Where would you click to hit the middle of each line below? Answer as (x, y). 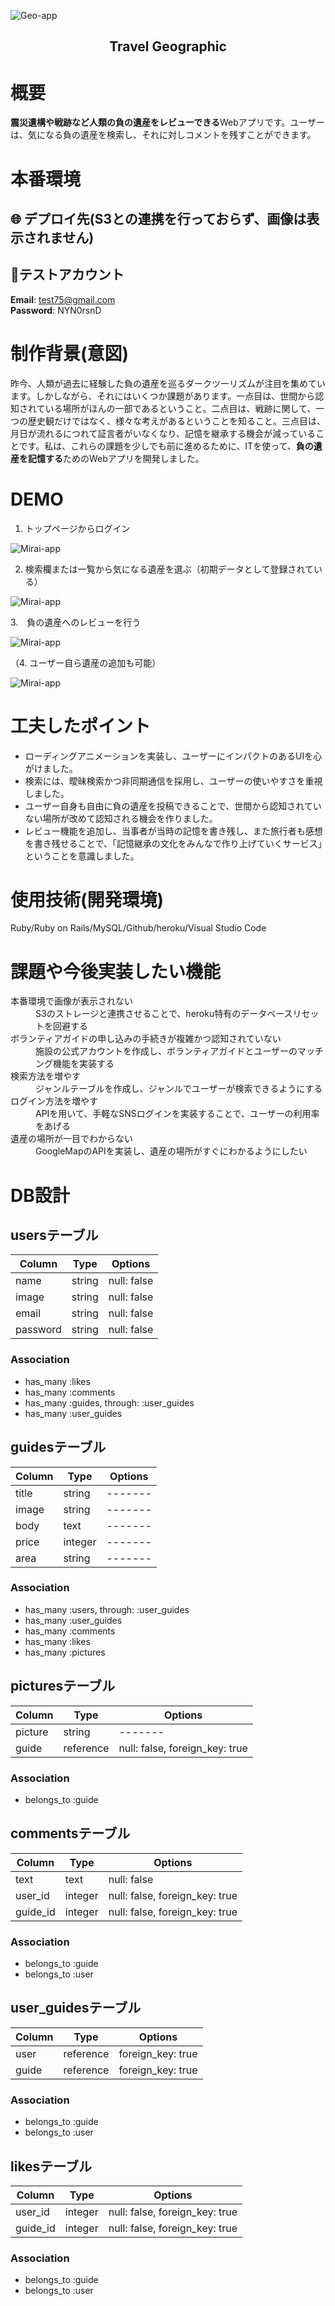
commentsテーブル (70, 1833)
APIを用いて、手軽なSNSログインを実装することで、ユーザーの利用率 (177, 1114)
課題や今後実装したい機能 (116, 971)
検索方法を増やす (45, 1076)
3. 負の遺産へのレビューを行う (76, 622)
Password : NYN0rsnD (56, 310)
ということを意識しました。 (82, 856)
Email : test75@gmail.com (63, 299)
